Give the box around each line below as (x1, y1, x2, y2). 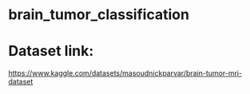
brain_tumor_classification (8, 6, 190, 24)
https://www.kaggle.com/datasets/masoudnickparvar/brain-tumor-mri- (8, 69, 242, 78)
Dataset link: (8, 42, 94, 61)
